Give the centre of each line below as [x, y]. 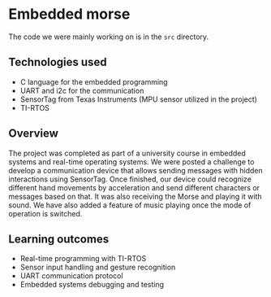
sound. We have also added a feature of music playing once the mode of [130, 205]
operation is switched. [45, 213]
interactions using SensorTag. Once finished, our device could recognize [130, 179]
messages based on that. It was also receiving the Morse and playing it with [135, 196]
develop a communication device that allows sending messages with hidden [135, 170]
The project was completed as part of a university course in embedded [127, 153]
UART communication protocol [71, 276]
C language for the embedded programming [94, 81]
